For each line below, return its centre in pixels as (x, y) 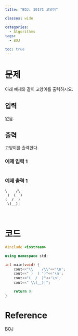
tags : (10, 36)
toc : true (15, 49)
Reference (26, 315)
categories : (17, 27)
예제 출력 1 (16, 181)
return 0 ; (24, 291)
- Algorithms (22, 32)
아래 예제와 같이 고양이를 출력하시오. (39, 89)
